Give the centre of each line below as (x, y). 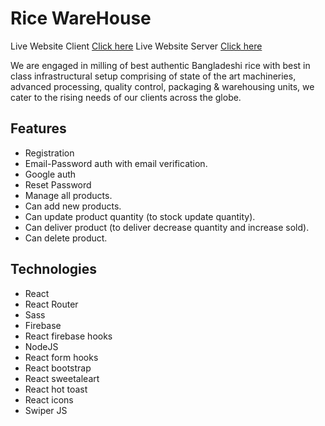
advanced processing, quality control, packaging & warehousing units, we (162, 86)
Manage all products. (68, 195)
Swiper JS (46, 410)
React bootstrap (58, 368)
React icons (49, 399)
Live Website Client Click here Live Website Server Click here (136, 46)
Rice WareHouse (81, 18)
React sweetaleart (62, 378)
